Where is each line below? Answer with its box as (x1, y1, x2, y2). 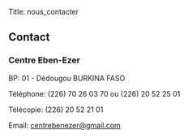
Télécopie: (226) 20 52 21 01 (8, 105, 104, 114)
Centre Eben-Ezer (8, 54, 81, 66)
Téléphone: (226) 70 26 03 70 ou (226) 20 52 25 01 (8, 88, 181, 98)
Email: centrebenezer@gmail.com (8, 120, 122, 130)
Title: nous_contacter (8, 7, 79, 16)
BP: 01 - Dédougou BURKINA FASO (8, 73, 126, 83)
